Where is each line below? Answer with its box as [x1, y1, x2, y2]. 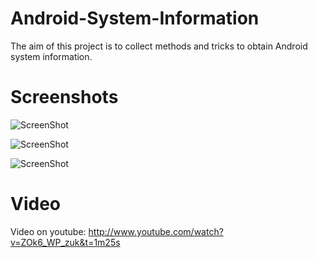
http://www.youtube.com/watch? [88, 225, 224, 237]
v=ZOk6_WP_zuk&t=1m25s [10, 236, 121, 248]
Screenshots [10, 86, 119, 109]
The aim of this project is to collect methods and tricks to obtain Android [10, 40, 308, 52]
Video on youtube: [10, 225, 87, 237]
